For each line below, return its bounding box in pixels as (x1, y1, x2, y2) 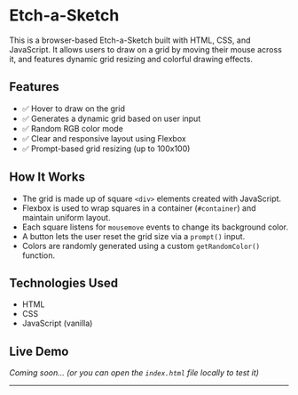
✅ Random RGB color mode (21, 123, 124, 133)
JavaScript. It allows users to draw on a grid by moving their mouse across (9, 44, 282, 54)
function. (21, 250, 56, 261)
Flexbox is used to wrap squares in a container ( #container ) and (21, 202, 256, 214)
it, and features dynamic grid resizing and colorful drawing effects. (9, 53, 253, 64)
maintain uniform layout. (21, 212, 111, 222)
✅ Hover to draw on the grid (21, 103, 126, 114)
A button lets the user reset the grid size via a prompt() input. (21, 230, 246, 241)
